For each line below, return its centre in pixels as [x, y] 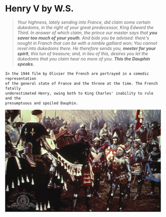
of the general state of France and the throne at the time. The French [82, 83]
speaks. [26, 64]
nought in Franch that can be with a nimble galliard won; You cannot [87, 43]
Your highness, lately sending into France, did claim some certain [84, 22]
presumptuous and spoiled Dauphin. [42, 103]
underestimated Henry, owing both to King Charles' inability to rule [79, 93]
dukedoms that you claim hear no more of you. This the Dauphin [83, 59]
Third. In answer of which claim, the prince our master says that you [87, 32]
